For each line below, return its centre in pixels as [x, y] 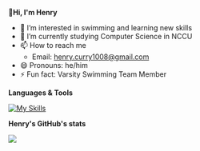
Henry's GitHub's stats [47, 123]
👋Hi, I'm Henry [33, 12]
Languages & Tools [41, 93]
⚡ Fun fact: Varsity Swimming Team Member [93, 74]
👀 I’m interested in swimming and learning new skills [106, 28]
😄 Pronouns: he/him [54, 65]
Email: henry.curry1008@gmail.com [90, 57]
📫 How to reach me [53, 45]
